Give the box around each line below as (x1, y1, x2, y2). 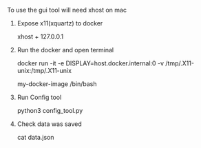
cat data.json (17, 134, 54, 141)
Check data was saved (17, 120, 82, 128)
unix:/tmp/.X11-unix (17, 67, 72, 74)
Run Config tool (17, 93, 62, 101)
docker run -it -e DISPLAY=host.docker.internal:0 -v (17, 59, 164, 67)
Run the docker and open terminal (17, 46, 114, 54)
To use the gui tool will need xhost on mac (7, 6, 127, 14)
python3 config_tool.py (17, 107, 83, 114)
